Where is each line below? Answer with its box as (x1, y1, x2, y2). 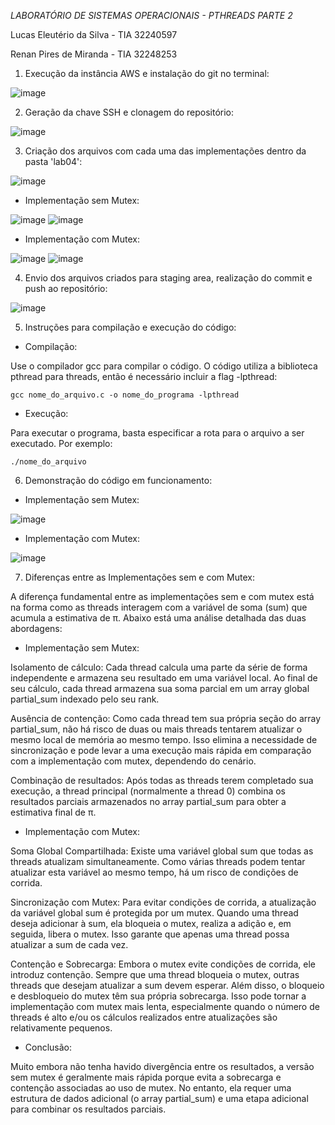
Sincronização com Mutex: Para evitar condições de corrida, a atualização (10, 896, 317, 908)
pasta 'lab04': (24, 156, 83, 167)
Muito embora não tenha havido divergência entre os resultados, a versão (10, 1061, 315, 1072)
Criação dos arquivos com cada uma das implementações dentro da (24, 145, 307, 157)
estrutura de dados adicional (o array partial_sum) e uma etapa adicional (10, 1093, 309, 1104)
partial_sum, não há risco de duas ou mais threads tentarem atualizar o (10, 723, 303, 735)
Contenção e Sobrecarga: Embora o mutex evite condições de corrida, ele (10, 958, 316, 970)
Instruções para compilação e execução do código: (24, 321, 237, 333)
